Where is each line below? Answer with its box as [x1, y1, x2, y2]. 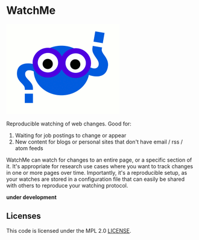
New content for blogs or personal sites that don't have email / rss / [14, 138, 183, 145]
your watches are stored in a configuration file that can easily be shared [6, 175, 185, 183]
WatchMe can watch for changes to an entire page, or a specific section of [6, 156, 192, 163]
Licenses [6, 211, 41, 221]
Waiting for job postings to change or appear [14, 131, 127, 139]
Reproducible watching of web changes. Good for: [6, 120, 131, 127]
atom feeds [14, 144, 43, 151]
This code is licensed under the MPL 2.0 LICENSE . [6, 227, 131, 234]
